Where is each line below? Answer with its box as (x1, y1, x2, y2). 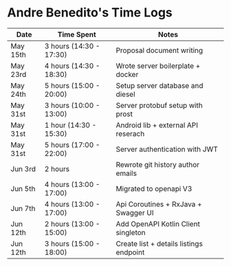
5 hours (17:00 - (44, 140, 100, 149)
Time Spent (57, 30, 96, 39)
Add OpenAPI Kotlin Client (115, 219, 201, 228)
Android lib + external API (115, 120, 198, 130)
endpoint (115, 247, 145, 257)
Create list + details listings (115, 239, 203, 248)
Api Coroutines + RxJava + (115, 199, 202, 209)
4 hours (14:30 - (44, 60, 100, 70)
